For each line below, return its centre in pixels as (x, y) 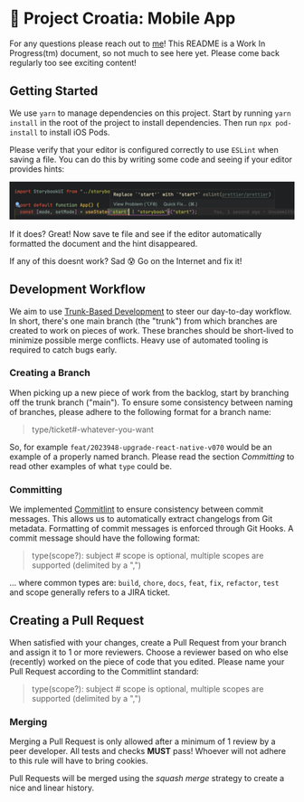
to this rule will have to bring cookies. (79, 761)
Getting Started (54, 91)
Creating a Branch (50, 373)
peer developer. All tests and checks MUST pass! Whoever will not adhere (148, 751)
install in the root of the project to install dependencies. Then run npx (141, 122)
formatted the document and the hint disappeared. (104, 243)
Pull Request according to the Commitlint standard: (104, 671)
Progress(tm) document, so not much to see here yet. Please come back (145, 52)
